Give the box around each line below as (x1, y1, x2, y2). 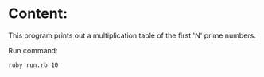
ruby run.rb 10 (8, 60, 59, 69)
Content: (8, 5, 68, 23)
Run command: (8, 46, 58, 55)
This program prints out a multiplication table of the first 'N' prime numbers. (8, 31, 257, 40)
